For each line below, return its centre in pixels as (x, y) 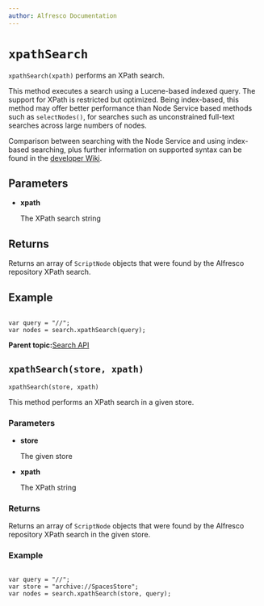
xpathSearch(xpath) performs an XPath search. (87, 75)
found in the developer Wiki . (55, 158)
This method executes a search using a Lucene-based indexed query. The (132, 90)
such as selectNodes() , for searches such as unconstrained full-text (122, 116)
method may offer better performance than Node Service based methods (130, 108)
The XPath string (48, 488)
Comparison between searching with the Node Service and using (117, 141)
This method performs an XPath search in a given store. (101, 402)
